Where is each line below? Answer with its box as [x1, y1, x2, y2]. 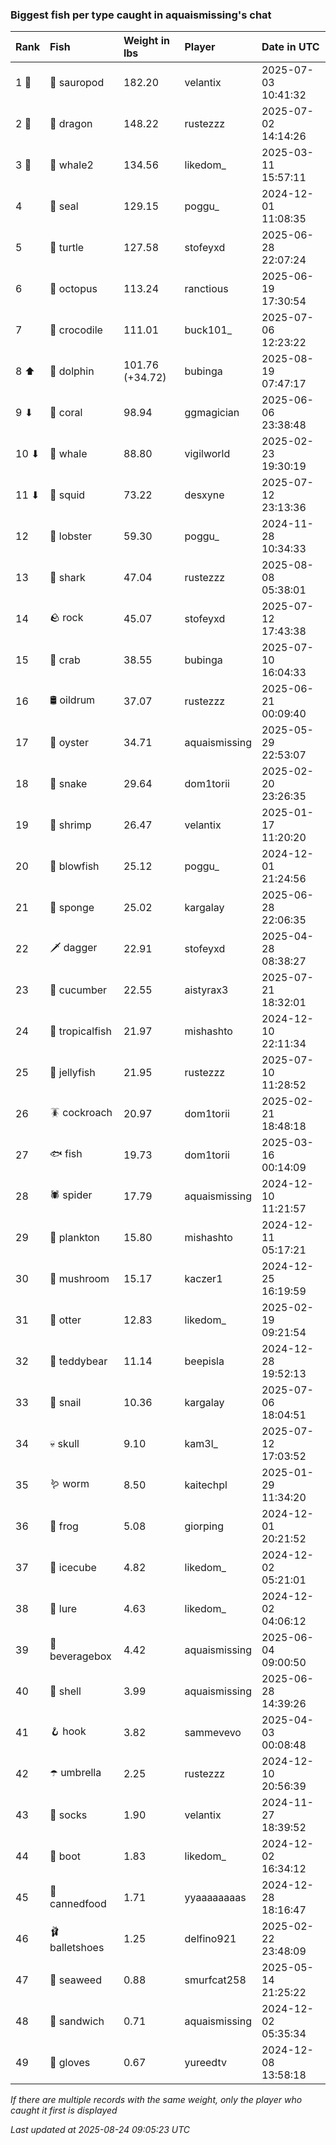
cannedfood [49, 1897, 107, 1911]
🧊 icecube [49, 1561, 97, 1575]
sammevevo [184, 1726, 242, 1740]
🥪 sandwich [49, 2014, 105, 2028]
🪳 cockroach [49, 1105, 113, 1119]
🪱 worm [49, 1476, 90, 1490]
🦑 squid [49, 488, 86, 502]
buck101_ [184, 323, 233, 337]
